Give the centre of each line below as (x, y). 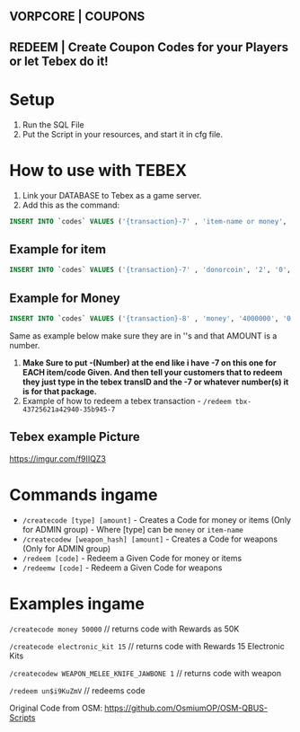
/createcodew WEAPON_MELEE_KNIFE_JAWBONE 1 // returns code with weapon (145, 673)
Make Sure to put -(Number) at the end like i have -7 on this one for (149, 362)
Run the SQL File (53, 124)
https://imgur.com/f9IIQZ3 (57, 458)
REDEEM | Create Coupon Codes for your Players (149, 47)
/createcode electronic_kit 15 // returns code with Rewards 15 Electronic (147, 646)
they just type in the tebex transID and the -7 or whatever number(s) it (155, 382)
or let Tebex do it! (59, 61)
